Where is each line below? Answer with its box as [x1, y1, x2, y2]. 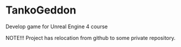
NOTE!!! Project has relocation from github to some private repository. [5, 34, 176, 41]
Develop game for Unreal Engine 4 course [5, 23, 108, 30]
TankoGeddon [5, 4, 76, 17]
